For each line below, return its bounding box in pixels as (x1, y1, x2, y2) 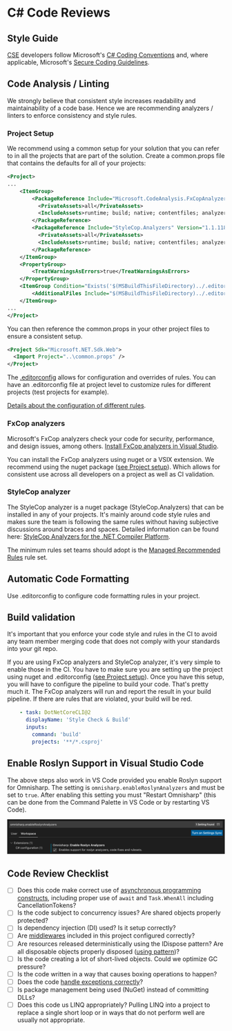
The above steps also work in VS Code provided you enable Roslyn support (7, 776, 222, 784)
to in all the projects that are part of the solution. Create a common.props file (7, 152, 225, 160)
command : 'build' (32, 731, 81, 738)
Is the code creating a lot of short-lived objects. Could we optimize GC (17, 954, 218, 963)
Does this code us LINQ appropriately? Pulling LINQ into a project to (17, 1001, 211, 1009)
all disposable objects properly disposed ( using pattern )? (17, 947, 180, 956)
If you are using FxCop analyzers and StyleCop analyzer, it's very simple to (7, 658, 221, 666)
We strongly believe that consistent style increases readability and (7, 96, 196, 105)
